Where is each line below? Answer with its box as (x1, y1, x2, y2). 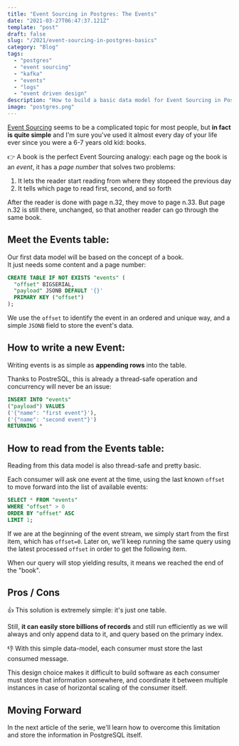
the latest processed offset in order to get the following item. (7, 544, 187, 553)
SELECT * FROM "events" (7, 497, 78, 504)
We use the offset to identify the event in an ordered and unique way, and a (7, 313, 230, 322)
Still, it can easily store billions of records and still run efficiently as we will (7, 622, 228, 631)
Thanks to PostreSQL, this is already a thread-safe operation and (7, 374, 198, 383)
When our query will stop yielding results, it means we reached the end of (7, 558, 224, 567)
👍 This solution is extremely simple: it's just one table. (7, 606, 167, 615)
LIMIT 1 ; (7, 516, 33, 523)
